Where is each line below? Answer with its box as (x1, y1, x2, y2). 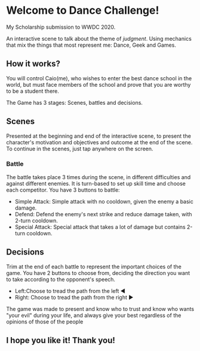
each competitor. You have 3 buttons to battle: (6, 186, 121, 193)
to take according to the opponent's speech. (6, 276, 115, 283)
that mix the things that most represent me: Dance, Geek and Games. (6, 41, 176, 49)
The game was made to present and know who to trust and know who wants (6, 305, 195, 312)
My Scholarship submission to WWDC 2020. (6, 23, 116, 31)
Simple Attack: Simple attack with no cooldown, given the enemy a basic (14, 198, 194, 205)
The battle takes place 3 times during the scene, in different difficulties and (6, 173, 191, 180)
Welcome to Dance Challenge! (6, 4, 159, 17)
